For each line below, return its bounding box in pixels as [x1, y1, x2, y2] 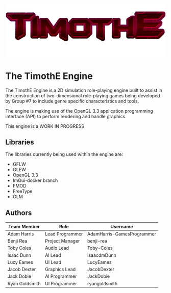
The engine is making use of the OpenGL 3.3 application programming [5, 108, 153, 114]
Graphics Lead [45, 267, 76, 273]
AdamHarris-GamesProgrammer [87, 231, 157, 237]
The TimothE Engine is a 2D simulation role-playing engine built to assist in [5, 87, 162, 93]
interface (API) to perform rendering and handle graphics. [5, 113, 127, 119]
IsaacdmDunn [87, 252, 116, 258]
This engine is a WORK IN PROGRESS [5, 123, 84, 129]
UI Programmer [45, 280, 78, 286]
